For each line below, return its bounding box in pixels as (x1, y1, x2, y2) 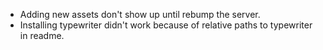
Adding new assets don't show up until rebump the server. (19, 9, 261, 20)
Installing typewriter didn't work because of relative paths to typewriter (19, 19, 313, 31)
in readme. (19, 30, 65, 41)
